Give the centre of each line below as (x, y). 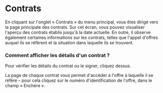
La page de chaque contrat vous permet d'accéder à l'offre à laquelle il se (79, 75)
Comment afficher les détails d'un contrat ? (57, 55)
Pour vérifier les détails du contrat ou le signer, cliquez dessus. (68, 66)
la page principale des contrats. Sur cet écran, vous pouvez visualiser (75, 27)
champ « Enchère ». (25, 86)
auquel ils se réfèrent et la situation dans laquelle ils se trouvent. (69, 42)
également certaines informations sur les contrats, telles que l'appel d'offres (81, 37)
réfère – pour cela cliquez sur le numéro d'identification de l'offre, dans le (79, 80)
